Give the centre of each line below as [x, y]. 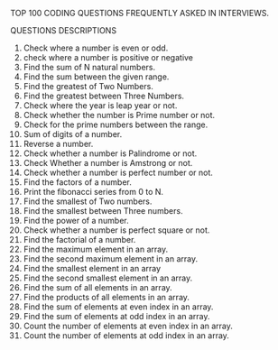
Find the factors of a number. [77, 182]
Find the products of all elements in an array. [107, 297]
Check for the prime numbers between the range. [116, 124]
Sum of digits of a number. [73, 134]
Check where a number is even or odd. [96, 48]
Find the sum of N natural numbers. [89, 67]
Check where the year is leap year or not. [100, 106]
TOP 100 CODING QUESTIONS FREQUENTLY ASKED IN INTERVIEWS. [140, 13]
